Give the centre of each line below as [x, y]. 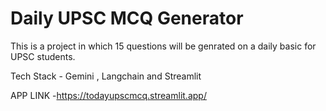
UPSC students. [43, 56]
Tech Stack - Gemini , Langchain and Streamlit [106, 76]
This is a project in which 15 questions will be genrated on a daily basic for [163, 46]
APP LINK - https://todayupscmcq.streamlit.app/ [108, 95]
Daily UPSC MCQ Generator [127, 18]
